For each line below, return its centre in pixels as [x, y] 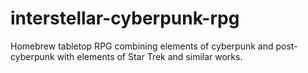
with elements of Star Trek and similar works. [149, 56]
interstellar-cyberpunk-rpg [125, 18]
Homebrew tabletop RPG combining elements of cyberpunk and [142, 46]
